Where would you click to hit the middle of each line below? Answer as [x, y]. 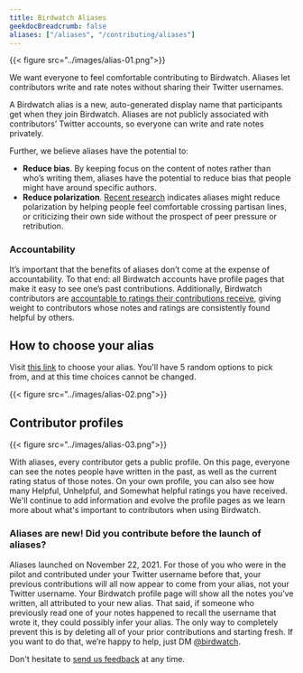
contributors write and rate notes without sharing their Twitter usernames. [147, 88]
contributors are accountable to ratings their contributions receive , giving [145, 298]
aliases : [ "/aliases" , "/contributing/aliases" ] [102, 34]
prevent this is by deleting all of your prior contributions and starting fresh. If [151, 631]
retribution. [43, 226]
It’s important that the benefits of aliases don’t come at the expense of [140, 269]
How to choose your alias [82, 346]
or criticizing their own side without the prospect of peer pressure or [150, 217]
